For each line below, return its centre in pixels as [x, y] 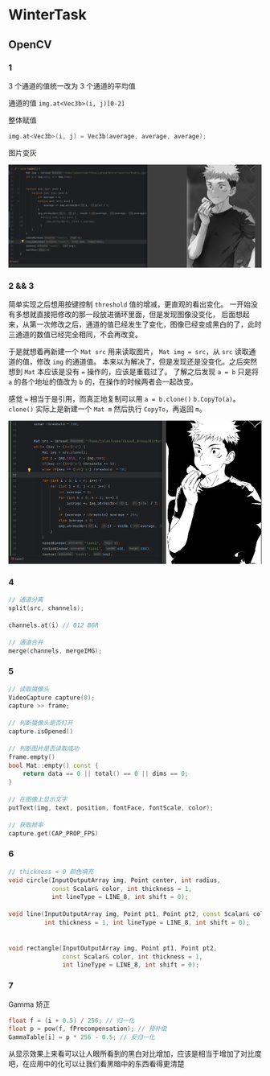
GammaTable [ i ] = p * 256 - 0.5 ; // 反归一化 [82, 1037]
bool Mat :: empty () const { [53, 765]
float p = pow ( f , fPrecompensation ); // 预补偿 [88, 1029]
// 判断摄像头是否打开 [41, 723]
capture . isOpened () [41, 732]
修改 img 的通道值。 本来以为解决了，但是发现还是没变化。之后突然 [147, 361]
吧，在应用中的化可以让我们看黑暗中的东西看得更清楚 [96, 1064]
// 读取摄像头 [29, 689]
